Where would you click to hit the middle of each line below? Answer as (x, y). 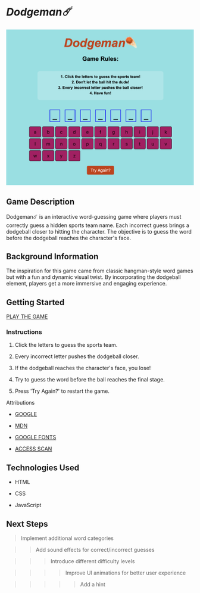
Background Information (52, 257)
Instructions (24, 332)
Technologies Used (43, 468)
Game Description (40, 202)
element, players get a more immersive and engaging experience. (87, 284)
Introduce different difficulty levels (93, 561)
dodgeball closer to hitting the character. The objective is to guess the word (99, 231)
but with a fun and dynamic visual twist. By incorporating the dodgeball (94, 277)
